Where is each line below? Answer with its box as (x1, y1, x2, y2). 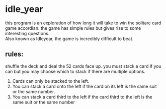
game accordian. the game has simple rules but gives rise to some (5, 25, 141, 31)
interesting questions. (5, 30, 50, 36)
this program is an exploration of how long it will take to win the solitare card (5, 20, 162, 26)
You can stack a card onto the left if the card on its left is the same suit (12, 83, 157, 89)
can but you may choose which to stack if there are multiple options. (5, 68, 146, 74)
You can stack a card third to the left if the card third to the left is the (12, 94, 153, 100)
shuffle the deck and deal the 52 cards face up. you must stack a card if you (5, 63, 162, 69)
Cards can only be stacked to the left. (12, 78, 89, 84)
